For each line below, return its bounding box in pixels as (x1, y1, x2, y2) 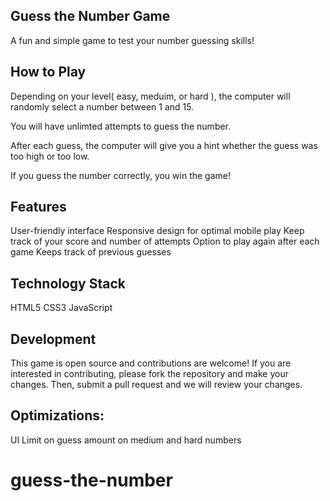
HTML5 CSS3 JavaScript (10, 302, 113, 314)
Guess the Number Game (10, 8, 171, 25)
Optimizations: (10, 407, 105, 424)
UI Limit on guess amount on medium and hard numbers (10, 434, 242, 446)
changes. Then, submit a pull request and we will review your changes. (10, 379, 303, 391)
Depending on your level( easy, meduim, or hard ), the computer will (10, 90, 291, 102)
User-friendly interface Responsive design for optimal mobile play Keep (10, 225, 305, 237)
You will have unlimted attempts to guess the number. (10, 120, 232, 132)
